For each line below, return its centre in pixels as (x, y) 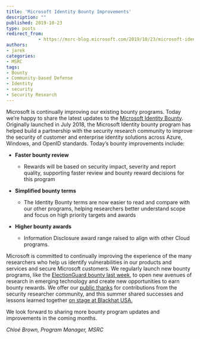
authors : (17, 45)
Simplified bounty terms (45, 191)
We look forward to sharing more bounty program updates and (83, 312)
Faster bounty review (42, 155)
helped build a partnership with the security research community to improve (99, 130)
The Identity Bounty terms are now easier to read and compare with (107, 202)
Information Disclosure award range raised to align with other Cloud (107, 238)
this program (39, 179)
